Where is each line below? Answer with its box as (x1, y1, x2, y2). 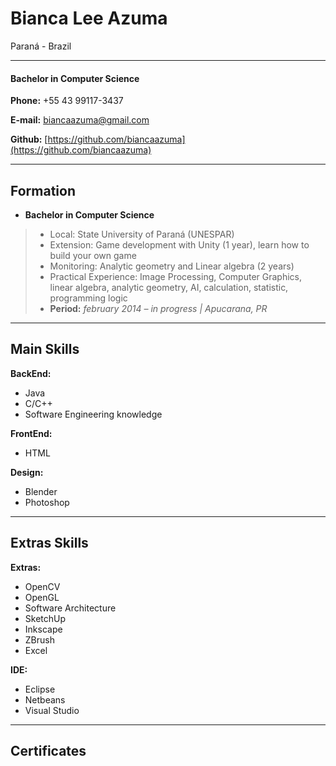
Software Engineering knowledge (24, 408, 163, 420)
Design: (10, 466, 44, 478)
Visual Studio (24, 704, 80, 716)
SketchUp (24, 612, 67, 624)
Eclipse (24, 683, 56, 695)
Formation (10, 182, 76, 199)
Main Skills (10, 341, 80, 358)
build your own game (49, 249, 137, 261)
